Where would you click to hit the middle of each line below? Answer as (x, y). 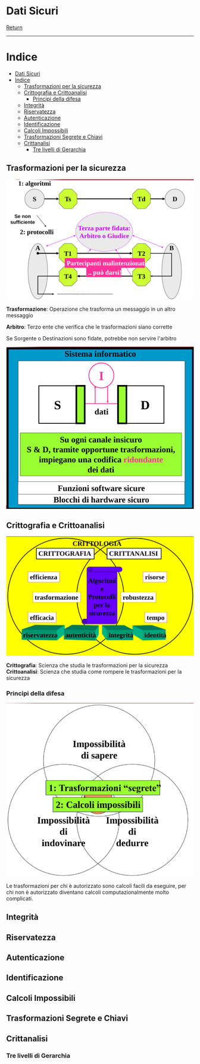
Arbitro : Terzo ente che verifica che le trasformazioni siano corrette (89, 327)
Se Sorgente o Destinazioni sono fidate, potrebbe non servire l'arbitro (91, 338)
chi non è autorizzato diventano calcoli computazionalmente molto (88, 892)
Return (14, 27)
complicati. (20, 898)
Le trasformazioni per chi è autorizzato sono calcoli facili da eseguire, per (96, 885)
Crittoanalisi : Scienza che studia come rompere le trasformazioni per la (94, 671)
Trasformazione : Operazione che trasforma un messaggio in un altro (91, 309)
